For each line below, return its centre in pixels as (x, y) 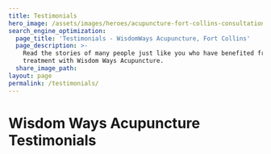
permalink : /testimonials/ (54, 83)
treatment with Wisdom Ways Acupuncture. (93, 61)
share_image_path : (47, 69)
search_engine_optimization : (57, 31)
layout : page (30, 76)
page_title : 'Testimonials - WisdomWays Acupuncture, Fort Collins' (133, 38)
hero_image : (28, 23)
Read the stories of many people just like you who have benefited (138, 53)
